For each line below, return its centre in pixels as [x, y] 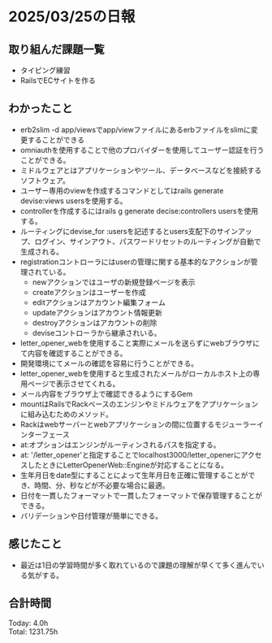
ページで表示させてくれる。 [73, 384]
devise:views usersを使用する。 [73, 201]
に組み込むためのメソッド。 [67, 414]
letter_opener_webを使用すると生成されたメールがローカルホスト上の [136, 373]
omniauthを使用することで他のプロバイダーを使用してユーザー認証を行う [142, 150]
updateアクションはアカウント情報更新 [97, 312]
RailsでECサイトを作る [58, 80]
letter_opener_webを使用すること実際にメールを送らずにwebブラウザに [140, 343]
